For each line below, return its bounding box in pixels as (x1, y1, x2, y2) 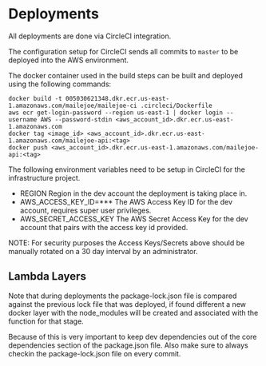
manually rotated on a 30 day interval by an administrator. (8, 246, 198, 256)
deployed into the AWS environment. (8, 55, 129, 65)
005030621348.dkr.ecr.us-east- (65, 94, 170, 102)
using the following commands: (8, 79, 112, 89)
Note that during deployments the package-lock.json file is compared (8, 291, 237, 300)
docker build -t (8, 94, 62, 102)
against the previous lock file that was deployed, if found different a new (8, 299, 246, 308)
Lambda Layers (8, 269, 86, 284)
